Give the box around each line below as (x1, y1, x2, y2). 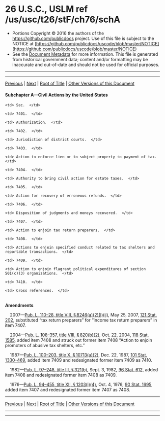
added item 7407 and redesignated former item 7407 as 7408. (5, 387, 131, 393)
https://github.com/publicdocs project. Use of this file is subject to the (12, 35, 155, 41)
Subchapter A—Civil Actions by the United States (5, 92, 108, 98)
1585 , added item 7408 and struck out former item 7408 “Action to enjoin (5, 337, 152, 343)
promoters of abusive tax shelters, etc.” (5, 343, 85, 349)
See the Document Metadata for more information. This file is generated (12, 51, 158, 57)
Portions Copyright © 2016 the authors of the (12, 30, 104, 36)
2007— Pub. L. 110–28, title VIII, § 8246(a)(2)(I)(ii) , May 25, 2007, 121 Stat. (9, 312, 157, 318)
